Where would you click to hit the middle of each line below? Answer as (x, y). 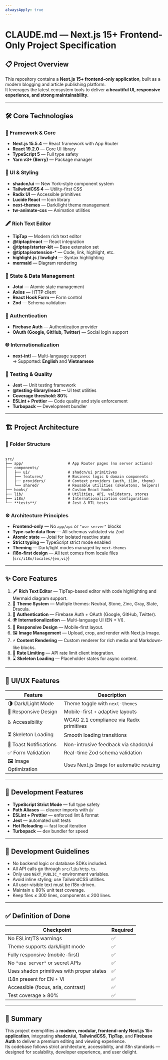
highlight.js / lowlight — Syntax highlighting (58, 257)
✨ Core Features (31, 579)
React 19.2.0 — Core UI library (44, 149)
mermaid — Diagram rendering (45, 263)
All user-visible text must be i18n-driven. (54, 885)
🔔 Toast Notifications (32, 744)
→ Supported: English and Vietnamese (53, 361)
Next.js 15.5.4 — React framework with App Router (65, 144)
